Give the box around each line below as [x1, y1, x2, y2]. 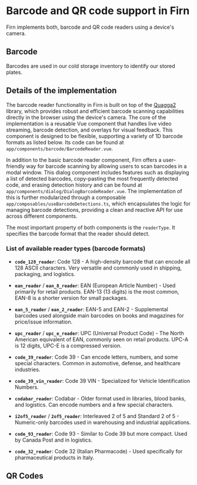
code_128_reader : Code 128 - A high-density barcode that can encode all [14, 258, 191, 265]
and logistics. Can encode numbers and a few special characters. [14, 401, 173, 408]
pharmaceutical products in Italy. [14, 454, 95, 461]
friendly [6, 163, 25, 170]
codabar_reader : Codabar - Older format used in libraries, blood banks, [14, 395, 186, 402]
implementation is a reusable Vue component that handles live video [6, 120, 172, 127]
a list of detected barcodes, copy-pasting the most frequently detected [6, 175, 178, 182]
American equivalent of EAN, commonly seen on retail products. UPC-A [14, 336, 189, 343]
